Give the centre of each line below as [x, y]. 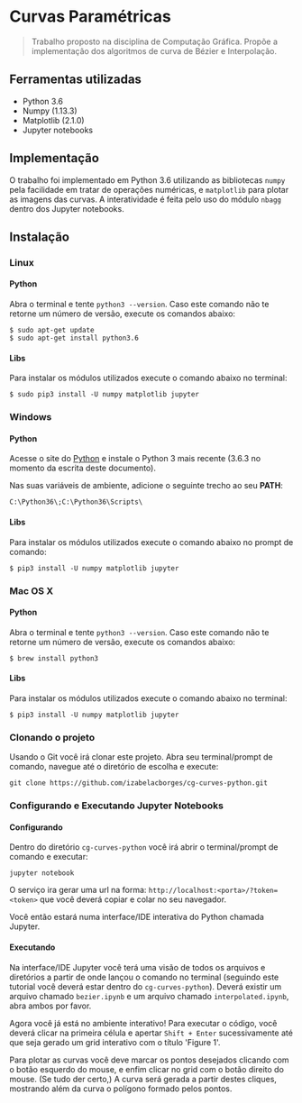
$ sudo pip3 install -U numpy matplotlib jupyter [105, 395]
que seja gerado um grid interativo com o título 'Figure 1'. [115, 1042]
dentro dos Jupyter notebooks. [67, 208]
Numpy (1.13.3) [50, 111]
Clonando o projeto [52, 737]
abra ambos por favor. [50, 1006]
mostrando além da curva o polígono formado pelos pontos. [121, 1089]
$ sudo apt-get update [52, 331]
